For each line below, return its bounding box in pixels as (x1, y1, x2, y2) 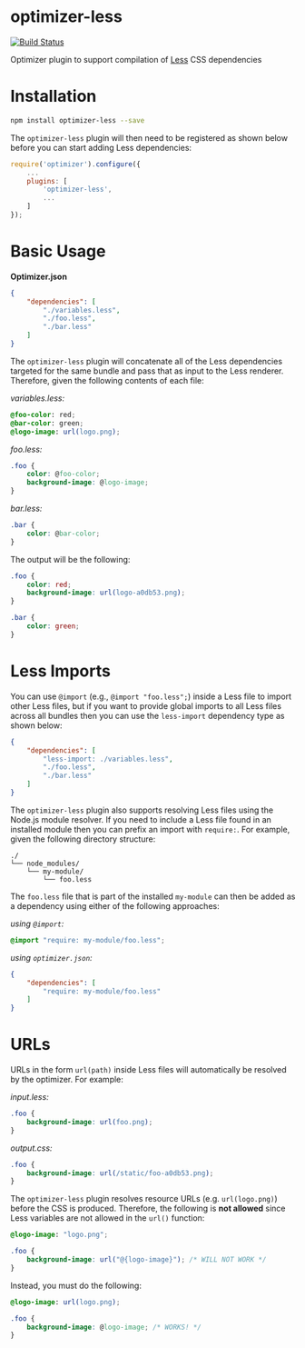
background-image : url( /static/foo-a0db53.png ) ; (26, 1168, 214, 1178)
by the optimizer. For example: (10, 1074, 123, 1085)
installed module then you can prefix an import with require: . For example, (10, 824, 290, 834)
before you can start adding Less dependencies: (10, 142, 192, 153)
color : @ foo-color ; (26, 470, 101, 479)
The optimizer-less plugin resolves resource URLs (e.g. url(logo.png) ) (10, 1193, 278, 1204)
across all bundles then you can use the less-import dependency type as (10, 710, 285, 721)
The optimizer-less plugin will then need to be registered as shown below (10, 132, 289, 143)
